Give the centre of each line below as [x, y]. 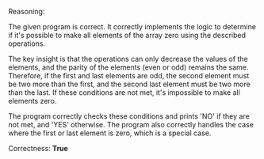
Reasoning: [27, 11]
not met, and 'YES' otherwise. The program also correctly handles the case [131, 125]
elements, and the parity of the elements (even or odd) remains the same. [128, 67]
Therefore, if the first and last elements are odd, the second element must [129, 76]
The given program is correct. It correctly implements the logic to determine [132, 26]
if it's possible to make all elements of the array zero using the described [127, 35]
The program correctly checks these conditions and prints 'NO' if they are [129, 116]
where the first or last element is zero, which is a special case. [110, 133]
